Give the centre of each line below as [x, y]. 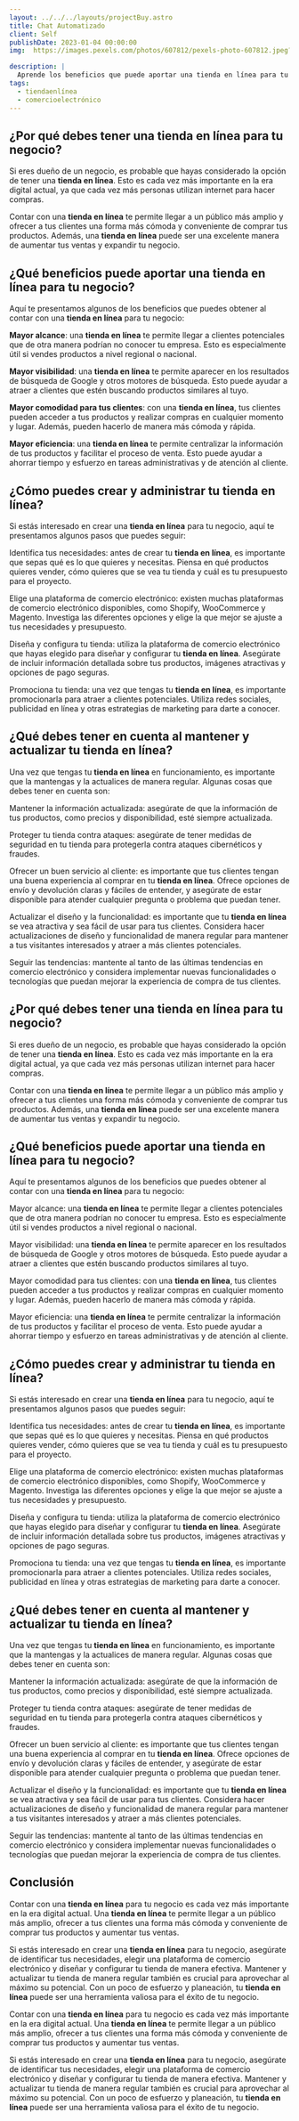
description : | [37, 67]
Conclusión [42, 1883]
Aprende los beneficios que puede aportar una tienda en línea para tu [153, 75]
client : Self [33, 34]
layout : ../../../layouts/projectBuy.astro [91, 17]
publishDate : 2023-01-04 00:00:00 [73, 42]
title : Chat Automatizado [57, 26]
